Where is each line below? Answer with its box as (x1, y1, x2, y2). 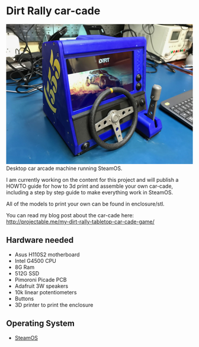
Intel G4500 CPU (14, 257, 56, 264)
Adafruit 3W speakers (14, 282, 69, 290)
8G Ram (14, 264, 34, 271)
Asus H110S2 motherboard (14, 250, 80, 258)
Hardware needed (6, 235, 74, 245)
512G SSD (14, 269, 40, 277)
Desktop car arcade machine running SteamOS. (6, 165, 123, 172)
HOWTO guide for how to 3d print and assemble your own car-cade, (6, 182, 174, 189)
